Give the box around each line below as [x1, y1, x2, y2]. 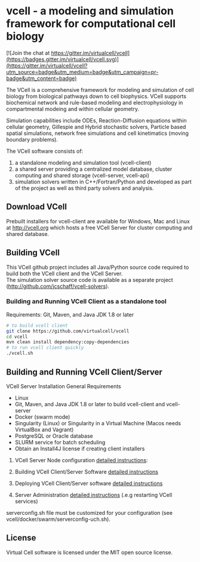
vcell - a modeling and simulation [6, 4, 174, 18]
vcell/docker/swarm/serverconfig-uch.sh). [6, 515, 110, 523]
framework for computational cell [6, 17, 176, 30]
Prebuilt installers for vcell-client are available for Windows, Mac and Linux [6, 217, 190, 225]
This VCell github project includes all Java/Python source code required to [6, 263, 189, 271]
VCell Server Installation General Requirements [6, 382, 121, 389]
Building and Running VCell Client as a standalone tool [6, 297, 167, 306]
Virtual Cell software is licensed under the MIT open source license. [6, 548, 173, 556]
